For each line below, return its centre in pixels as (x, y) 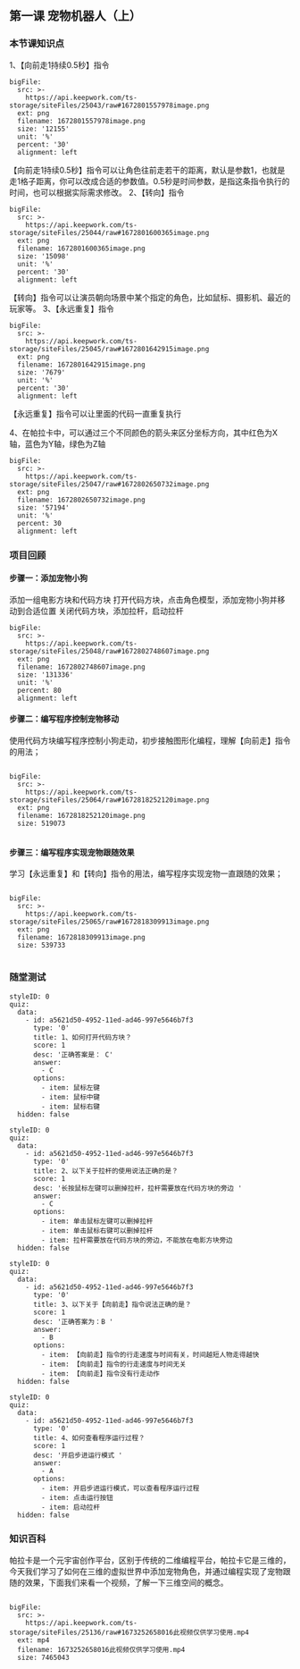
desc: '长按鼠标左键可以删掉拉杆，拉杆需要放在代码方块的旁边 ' (137, 1188)
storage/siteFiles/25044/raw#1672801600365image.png (109, 232)
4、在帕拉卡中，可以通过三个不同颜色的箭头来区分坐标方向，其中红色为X (144, 433)
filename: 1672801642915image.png (81, 365)
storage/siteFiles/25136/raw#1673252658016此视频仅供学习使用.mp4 (129, 1632)
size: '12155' (43, 129)
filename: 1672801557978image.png (81, 121)
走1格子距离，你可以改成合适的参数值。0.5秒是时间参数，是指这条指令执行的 (150, 181)
